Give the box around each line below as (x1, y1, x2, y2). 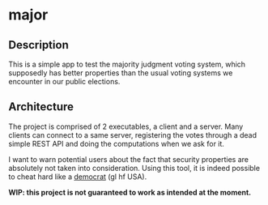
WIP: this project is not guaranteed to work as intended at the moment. (8, 187, 252, 197)
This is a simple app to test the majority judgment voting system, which (8, 59, 245, 69)
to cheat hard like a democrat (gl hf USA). (8, 172, 147, 182)
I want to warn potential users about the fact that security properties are (8, 154, 249, 164)
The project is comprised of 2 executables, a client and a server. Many (8, 122, 244, 131)
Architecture (8, 100, 74, 114)
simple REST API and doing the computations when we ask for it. (8, 139, 225, 148)
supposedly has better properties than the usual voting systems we (8, 68, 233, 78)
